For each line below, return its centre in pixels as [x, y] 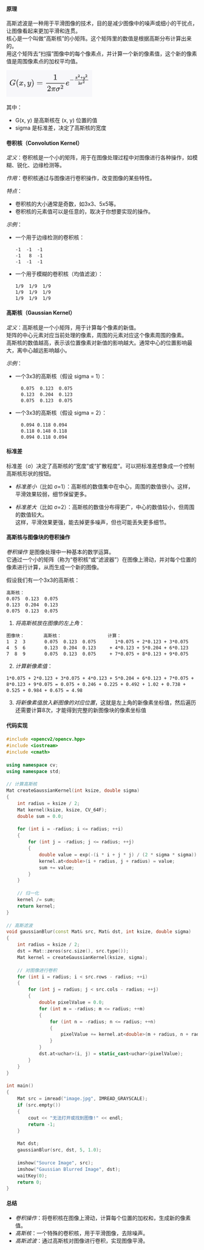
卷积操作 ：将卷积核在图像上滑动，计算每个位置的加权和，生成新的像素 [103, 1218]
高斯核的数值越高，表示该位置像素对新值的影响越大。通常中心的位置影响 [97, 343]
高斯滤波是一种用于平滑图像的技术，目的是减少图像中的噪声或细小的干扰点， [102, 23]
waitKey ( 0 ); [32, 1176]
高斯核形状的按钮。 [30, 473]
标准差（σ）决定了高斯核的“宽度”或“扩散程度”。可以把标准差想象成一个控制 [100, 466]
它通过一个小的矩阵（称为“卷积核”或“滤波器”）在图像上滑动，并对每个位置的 [101, 560]
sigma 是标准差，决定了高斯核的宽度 [61, 128]
